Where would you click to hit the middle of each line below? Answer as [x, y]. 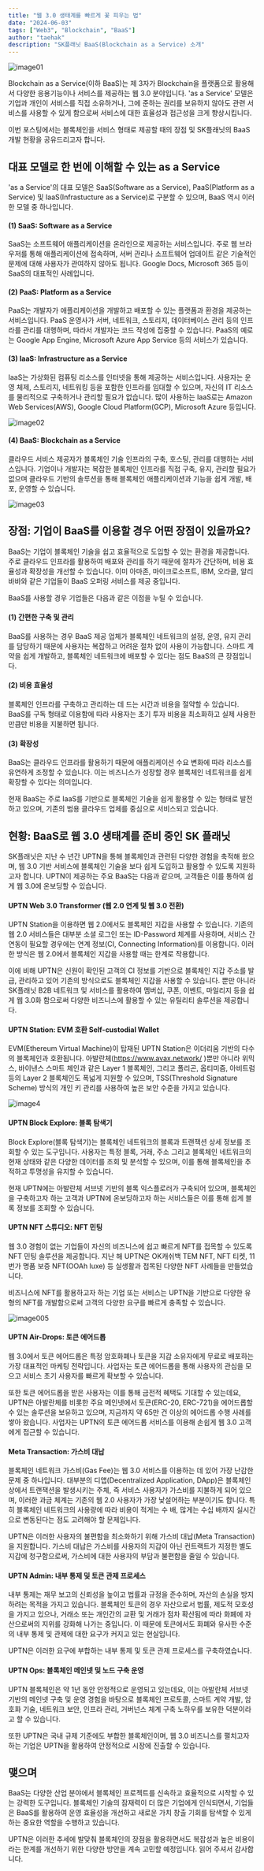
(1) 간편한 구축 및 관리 [41, 617]
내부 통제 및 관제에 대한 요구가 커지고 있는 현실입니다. [98, 1634]
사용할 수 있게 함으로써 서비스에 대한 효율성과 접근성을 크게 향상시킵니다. [140, 113]
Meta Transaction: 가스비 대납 [56, 1451]
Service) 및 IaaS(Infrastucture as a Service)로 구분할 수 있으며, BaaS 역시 [124, 197]
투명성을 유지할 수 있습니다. [71, 1171]
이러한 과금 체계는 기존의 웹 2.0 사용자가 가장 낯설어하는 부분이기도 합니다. [133, 1500]
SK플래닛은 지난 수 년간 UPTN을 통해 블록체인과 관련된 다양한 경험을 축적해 [124, 856]
